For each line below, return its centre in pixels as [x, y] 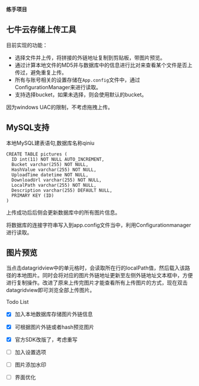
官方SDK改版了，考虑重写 [46, 339]
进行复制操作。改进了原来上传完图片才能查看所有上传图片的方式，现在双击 [97, 283]
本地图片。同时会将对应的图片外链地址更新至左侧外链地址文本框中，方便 [105, 275]
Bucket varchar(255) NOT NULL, [50, 164]
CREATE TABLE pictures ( [37, 154]
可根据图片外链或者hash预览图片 [54, 327]
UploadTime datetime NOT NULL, [50, 175]
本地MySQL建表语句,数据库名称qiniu [50, 143]
